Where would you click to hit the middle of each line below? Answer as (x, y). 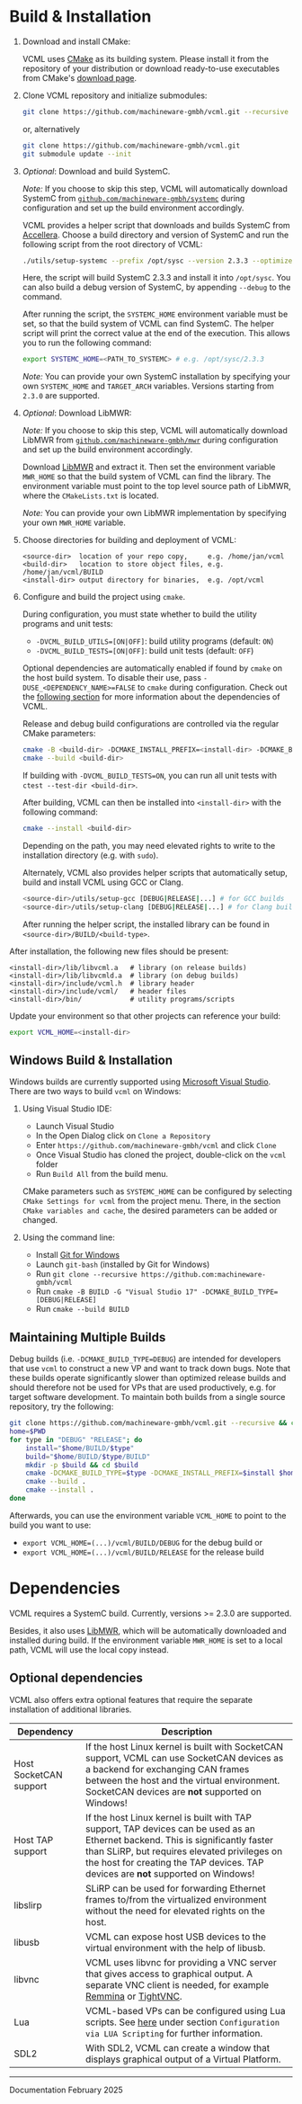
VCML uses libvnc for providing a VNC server (181, 1962)
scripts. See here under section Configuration (182, 2022)
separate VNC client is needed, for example (177, 1984)
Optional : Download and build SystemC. (96, 171)
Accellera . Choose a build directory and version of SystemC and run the (155, 235)
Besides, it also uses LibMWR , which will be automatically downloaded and (148, 1630)
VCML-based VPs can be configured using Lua (185, 2010)
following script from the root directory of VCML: (112, 244)
